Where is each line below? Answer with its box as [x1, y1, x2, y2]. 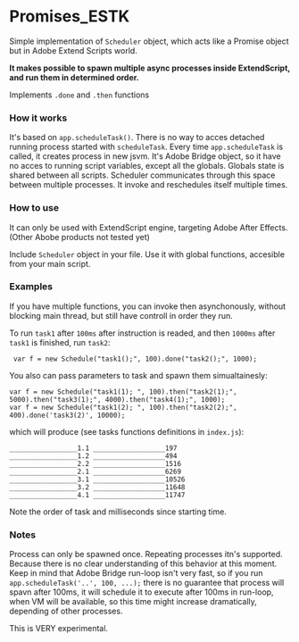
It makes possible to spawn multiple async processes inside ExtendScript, [9, 63, 291, 73]
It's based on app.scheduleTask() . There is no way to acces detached [9, 132, 265, 143]
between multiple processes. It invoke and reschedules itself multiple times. [9, 179, 288, 190]
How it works [9, 112, 68, 124]
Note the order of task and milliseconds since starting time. [9, 506, 228, 517]
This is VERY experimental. [9, 623, 109, 634]
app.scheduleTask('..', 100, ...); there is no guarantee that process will [9, 578, 285, 588]
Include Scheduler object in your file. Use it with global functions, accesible [9, 248, 286, 260]
